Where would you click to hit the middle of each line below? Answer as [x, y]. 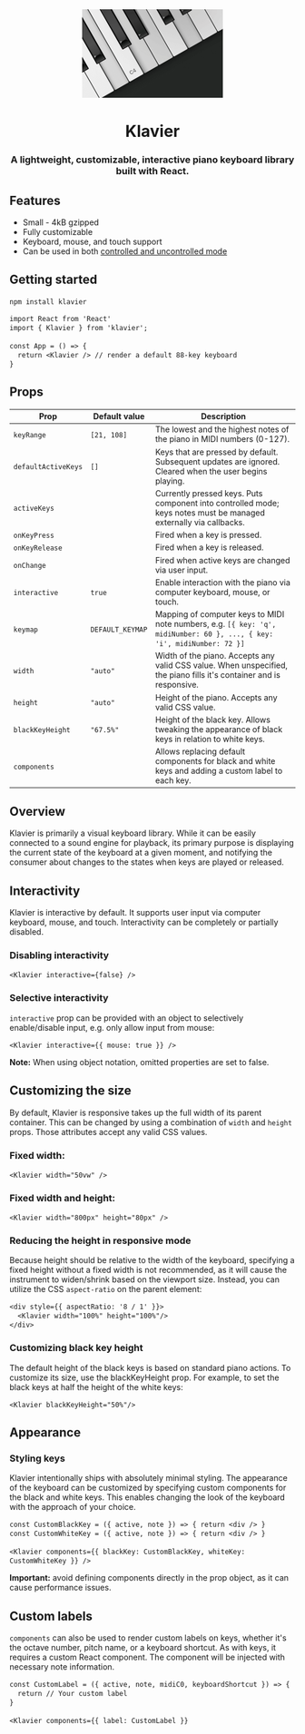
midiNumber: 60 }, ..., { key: [214, 634]
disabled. [26, 932]
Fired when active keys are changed [222, 560]
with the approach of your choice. [73, 1507]
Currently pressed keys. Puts [209, 493]
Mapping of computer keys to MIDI [220, 614]
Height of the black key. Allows [212, 720]
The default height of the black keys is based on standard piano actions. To [150, 1367]
